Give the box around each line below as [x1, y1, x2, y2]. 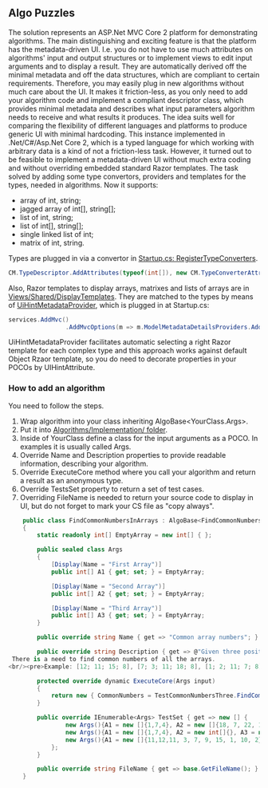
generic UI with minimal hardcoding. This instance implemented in [8, 129, 226, 139]
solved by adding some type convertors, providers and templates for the [8, 171, 246, 181]
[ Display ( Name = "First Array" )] [50, 561, 162, 569]
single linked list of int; [19, 229, 94, 238]
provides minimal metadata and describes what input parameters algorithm [8, 104, 255, 113]
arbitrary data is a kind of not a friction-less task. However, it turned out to [8, 146, 252, 156]
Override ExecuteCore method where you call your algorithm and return [19, 467, 256, 477]
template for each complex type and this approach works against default [8, 346, 247, 356]
